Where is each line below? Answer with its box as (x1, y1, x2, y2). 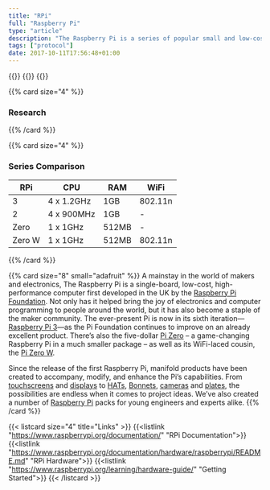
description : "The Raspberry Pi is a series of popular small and (8, 34, 235, 43)
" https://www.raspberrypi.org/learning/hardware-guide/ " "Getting (8, 464, 227, 474)
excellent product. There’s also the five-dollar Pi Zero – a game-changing (8, 331, 251, 340)
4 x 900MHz (47, 208, 96, 220)
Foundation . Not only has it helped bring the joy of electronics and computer (8, 296, 261, 306)
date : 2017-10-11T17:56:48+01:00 (8, 49, 121, 57)
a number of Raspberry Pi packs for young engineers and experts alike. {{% (8, 397, 260, 407)
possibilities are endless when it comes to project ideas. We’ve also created (8, 389, 259, 398)
